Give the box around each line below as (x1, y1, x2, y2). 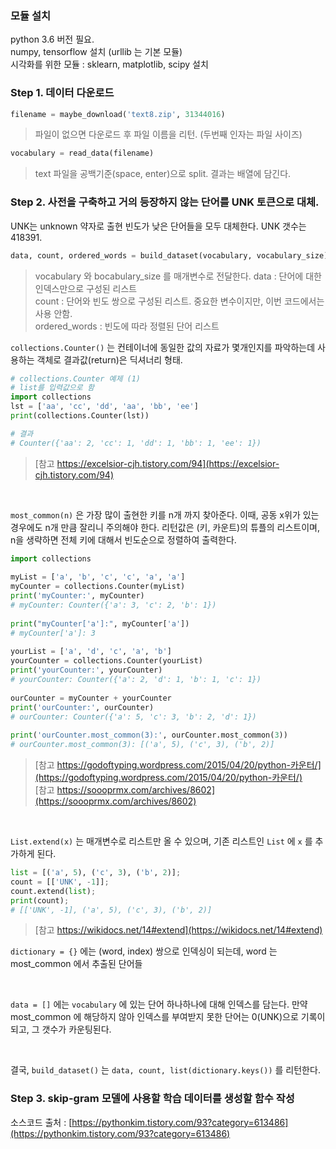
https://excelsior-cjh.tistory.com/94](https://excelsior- (56, 457, 280, 469)
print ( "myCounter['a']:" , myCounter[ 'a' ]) (10, 618, 190, 629)
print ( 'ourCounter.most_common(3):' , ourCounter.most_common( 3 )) (10, 730, 288, 741)
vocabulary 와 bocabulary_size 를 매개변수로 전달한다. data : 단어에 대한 (34, 270, 322, 282)
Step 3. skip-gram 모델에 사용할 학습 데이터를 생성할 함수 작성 (10, 1092, 295, 1106)
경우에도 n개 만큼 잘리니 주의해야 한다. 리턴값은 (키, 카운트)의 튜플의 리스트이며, (10, 521, 320, 533)
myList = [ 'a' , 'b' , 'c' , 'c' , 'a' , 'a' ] (10, 572, 186, 582)
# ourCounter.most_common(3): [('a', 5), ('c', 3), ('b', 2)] (10, 740, 275, 750)
